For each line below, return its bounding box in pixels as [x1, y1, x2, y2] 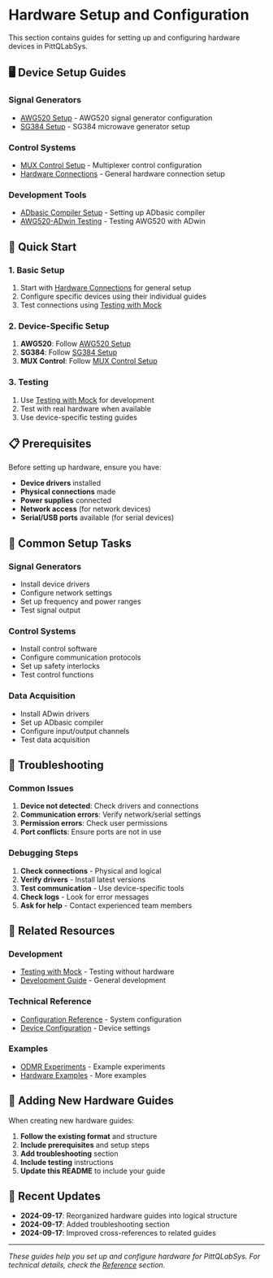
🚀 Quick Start [8, 240, 77, 254]
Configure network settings [19, 588, 112, 597]
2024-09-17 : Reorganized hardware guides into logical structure [19, 1210, 238, 1221]
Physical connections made [19, 486, 116, 497]
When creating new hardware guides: [8, 1115, 134, 1125]
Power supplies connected [19, 495, 112, 505]
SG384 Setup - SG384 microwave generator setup [19, 121, 191, 131]
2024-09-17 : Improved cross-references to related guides [19, 1228, 217, 1238]
